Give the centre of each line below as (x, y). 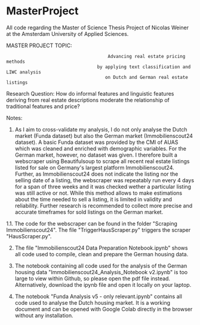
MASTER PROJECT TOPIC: (39, 45)
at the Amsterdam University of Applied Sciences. (67, 33)
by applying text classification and (144, 67)
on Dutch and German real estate (146, 77)
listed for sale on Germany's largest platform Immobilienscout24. (94, 167)
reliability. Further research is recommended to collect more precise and (104, 206)
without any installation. (44, 315)
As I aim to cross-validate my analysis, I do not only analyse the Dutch (101, 129)
